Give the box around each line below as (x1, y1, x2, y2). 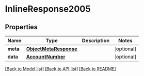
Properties (5, 23, 38, 31)
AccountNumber (26, 54, 65, 60)
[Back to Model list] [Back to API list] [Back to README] (5, 66, 116, 72)
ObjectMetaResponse (26, 45, 78, 52)
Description (82, 38, 110, 44)
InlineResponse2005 (5, 3, 91, 15)
